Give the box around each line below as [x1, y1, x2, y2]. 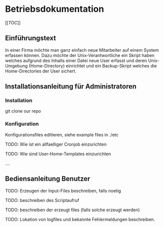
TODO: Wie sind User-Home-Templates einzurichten [5, 151, 111, 157]
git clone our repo [5, 108, 41, 114]
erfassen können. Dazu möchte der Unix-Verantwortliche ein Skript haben [5, 52, 155, 58]
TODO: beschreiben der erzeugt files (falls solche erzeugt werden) [5, 207, 140, 213]
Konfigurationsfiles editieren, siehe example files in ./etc [5, 131, 119, 137]
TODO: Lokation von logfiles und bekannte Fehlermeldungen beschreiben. [5, 216, 156, 222]
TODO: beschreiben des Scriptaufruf [5, 197, 80, 203]
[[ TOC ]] [5, 20, 21, 26]
